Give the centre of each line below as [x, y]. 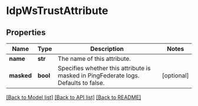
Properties [26, 33]
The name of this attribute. [95, 59]
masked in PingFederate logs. [99, 76]
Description [107, 49]
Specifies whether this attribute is [104, 68]
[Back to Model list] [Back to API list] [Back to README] [74, 97]
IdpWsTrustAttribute [57, 11]
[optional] [175, 76]
